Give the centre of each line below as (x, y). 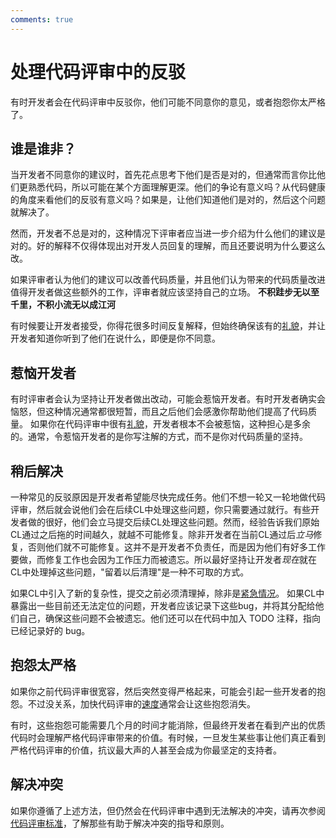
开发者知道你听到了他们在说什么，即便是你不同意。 (115, 338)
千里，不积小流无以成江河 (63, 305)
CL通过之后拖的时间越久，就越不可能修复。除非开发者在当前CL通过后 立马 (162, 534)
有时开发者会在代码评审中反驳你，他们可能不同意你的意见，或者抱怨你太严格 (168, 102)
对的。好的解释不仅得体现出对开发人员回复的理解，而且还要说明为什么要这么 (168, 246)
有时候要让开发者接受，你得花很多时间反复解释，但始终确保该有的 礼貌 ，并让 (168, 326)
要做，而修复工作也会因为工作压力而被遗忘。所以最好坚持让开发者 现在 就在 (163, 559)
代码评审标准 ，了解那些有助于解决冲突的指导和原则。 (120, 823)
